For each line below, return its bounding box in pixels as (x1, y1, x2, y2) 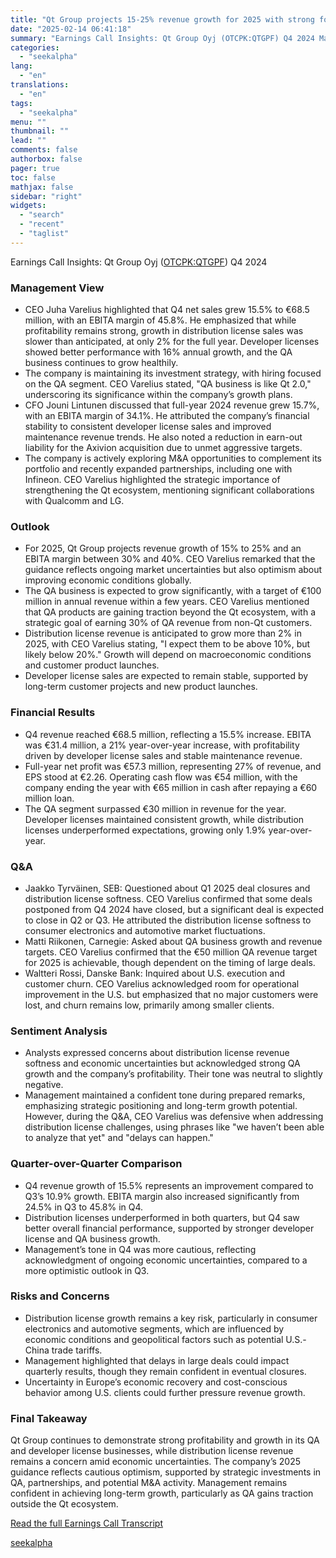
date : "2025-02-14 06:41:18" (10, 24, 132, 34)
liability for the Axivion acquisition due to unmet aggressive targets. (24, 442, 303, 454)
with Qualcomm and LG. (24, 495, 125, 507)
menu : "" (10, 117, 47, 127)
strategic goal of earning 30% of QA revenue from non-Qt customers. (24, 617, 313, 629)
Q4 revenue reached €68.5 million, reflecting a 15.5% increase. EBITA (24, 728, 312, 740)
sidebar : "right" (10, 191, 83, 201)
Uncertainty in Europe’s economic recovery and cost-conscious (24, 1376, 288, 1388)
